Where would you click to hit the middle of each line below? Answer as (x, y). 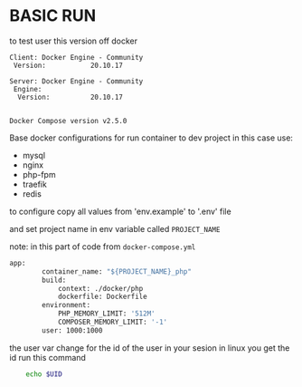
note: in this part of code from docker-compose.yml (103, 247)
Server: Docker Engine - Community (76, 81)
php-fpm (39, 174)
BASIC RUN (53, 16)
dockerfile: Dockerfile (102, 297)
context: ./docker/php (100, 288)
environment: (66, 305)
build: (54, 280)
